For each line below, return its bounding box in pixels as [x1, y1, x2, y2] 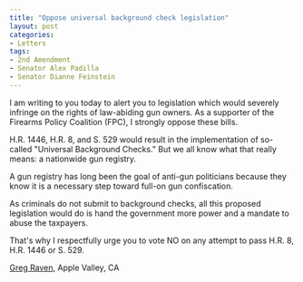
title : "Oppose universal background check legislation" [9, 13, 230, 23]
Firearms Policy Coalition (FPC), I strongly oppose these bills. [9, 116, 239, 127]
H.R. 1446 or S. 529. [9, 244, 84, 255]
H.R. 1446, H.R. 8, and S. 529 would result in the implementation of [9, 133, 259, 145]
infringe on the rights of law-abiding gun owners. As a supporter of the [9, 106, 275, 118]
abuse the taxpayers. [9, 217, 89, 228]
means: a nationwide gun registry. [9, 153, 137, 164]
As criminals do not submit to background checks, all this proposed [9, 198, 261, 209]
